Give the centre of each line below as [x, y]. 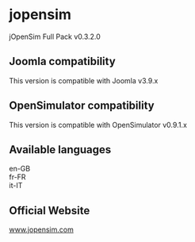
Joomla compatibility [62, 61]
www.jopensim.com [41, 230]
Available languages [60, 150]
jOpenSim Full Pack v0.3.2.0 [55, 36]
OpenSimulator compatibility [82, 106]
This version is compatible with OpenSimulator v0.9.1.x [98, 125]
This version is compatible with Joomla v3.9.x [84, 80]
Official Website [50, 211]
